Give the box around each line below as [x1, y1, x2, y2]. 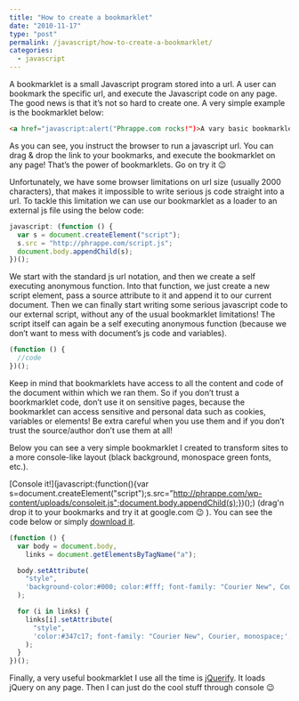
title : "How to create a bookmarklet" [9, 12, 153, 22]
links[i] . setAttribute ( [25, 615, 114, 624]
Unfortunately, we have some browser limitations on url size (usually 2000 [9, 176, 282, 187]
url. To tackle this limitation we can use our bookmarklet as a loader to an [9, 195, 278, 205]
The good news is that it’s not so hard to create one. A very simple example [9, 98, 286, 108]
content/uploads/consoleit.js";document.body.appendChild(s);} [9, 497, 242, 508]
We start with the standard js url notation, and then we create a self [9, 271, 256, 282]
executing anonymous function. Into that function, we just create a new [9, 281, 270, 292]
